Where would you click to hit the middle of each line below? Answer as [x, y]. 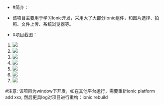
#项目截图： [25, 35]
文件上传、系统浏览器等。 [47, 24]
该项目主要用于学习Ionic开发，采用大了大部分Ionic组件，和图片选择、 [83, 18]
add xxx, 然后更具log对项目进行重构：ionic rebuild [57, 97]
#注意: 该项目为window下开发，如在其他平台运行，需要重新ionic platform [80, 91]
